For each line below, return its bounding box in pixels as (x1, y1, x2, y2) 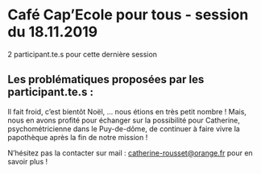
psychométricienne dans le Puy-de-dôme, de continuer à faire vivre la (7, 123, 241, 134)
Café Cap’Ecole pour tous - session (7, 6, 249, 24)
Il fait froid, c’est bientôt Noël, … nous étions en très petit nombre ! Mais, (7, 106, 247, 116)
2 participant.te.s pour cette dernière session (7, 49, 158, 59)
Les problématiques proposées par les (7, 72, 205, 86)
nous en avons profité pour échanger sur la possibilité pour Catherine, (7, 115, 241, 125)
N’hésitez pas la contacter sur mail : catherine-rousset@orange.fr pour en (7, 147, 253, 158)
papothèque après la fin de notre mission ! (7, 132, 148, 142)
